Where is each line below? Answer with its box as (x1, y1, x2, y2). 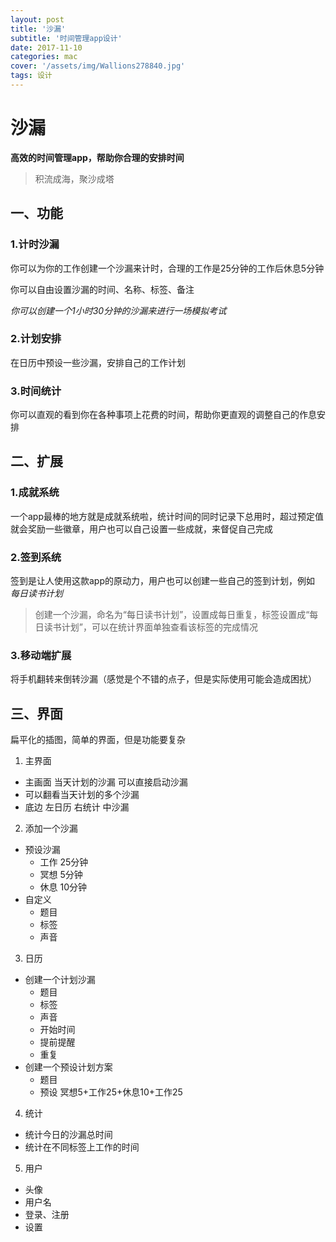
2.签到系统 (10, 550, 62, 564)
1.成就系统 (10, 486, 60, 500)
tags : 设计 (10, 71, 53, 81)
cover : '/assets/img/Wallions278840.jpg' (10, 61, 186, 71)
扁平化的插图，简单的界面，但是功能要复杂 (10, 734, 186, 746)
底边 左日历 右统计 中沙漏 (24, 801, 130, 813)
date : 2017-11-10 (10, 42, 83, 53)
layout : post (10, 14, 65, 25)
